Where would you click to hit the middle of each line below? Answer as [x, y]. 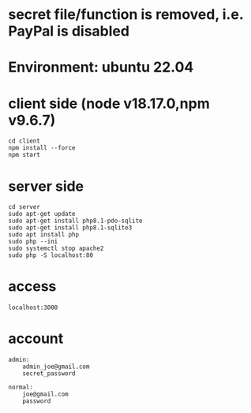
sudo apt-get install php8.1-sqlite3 [70, 228]
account [36, 339]
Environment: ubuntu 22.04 [101, 67]
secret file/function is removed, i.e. [126, 15]
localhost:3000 [33, 308]
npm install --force [42, 148]
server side [46, 186]
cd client [24, 141]
